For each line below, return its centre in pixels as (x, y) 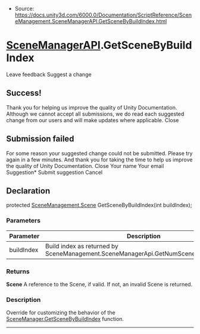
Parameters (23, 221)
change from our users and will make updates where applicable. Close (93, 120)
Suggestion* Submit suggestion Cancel (54, 172)
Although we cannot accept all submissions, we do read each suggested (95, 114)
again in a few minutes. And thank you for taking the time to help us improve (99, 160)
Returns (18, 271)
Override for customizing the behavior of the (61, 313)
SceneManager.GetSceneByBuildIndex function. (65, 319)
